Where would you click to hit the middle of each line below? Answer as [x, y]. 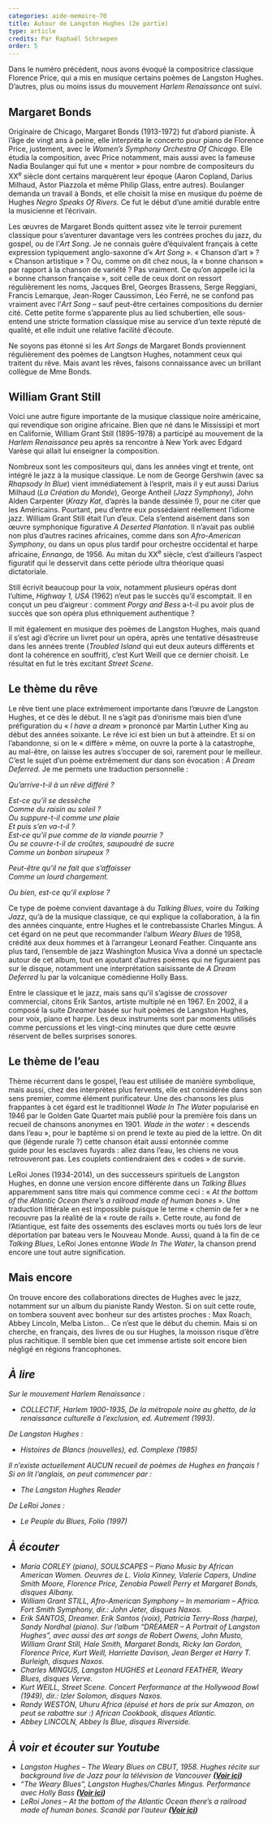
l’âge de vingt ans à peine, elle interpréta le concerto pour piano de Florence [136, 140]
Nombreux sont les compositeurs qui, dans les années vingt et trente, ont [131, 467]
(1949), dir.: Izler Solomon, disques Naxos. [91, 1696]
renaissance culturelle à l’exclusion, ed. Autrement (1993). [117, 1419]
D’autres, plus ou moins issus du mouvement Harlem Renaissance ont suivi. [135, 87]
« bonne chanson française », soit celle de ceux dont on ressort [115, 278]
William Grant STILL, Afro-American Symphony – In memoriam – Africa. [140, 1601]
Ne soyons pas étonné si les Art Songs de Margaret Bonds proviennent [127, 345]
